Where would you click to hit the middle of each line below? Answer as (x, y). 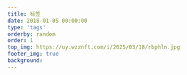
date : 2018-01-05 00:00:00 (47, 21)
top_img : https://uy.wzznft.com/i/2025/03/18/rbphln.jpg (94, 47)
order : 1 (20, 41)
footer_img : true (33, 54)
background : (25, 61)
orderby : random (31, 34)
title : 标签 (24, 14)
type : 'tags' (27, 27)
